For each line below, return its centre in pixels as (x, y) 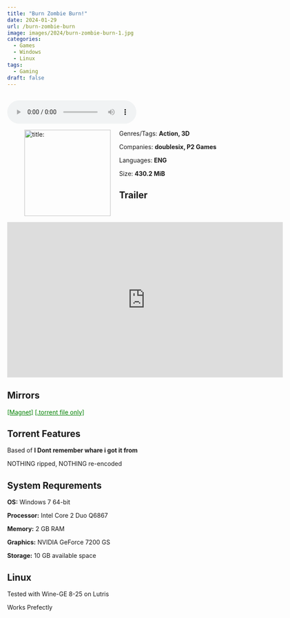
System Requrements (54, 485)
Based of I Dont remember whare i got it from (72, 450)
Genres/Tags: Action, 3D (155, 133)
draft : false (26, 78)
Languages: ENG (143, 160)
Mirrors (23, 395)
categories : (24, 39)
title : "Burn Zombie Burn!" (48, 13)
